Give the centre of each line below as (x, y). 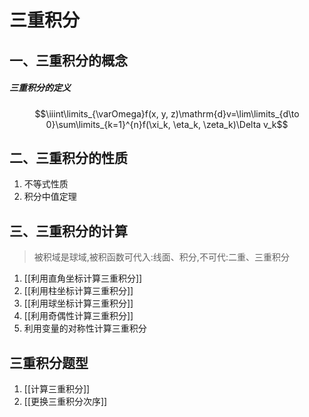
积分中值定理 (50, 197)
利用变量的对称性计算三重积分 (85, 328)
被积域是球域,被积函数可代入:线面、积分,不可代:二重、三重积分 (161, 257)
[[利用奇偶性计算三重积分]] (78, 316)
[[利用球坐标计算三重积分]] (78, 303)
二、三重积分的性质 (68, 157)
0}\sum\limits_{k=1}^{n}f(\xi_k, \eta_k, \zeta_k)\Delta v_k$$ (167, 124)
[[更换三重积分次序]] (65, 401)
